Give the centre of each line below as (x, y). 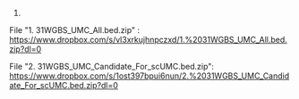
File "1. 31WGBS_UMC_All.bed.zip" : (75, 30)
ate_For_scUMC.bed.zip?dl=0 (64, 85)
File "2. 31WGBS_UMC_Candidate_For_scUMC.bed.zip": (112, 66)
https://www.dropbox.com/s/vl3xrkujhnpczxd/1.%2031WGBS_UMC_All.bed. (149, 40)
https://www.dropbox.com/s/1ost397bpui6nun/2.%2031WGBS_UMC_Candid (149, 76)
